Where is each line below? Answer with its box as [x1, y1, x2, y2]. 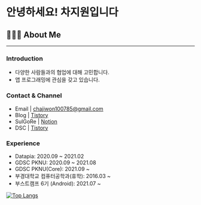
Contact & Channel [6, 91, 62, 100]
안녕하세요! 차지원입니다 [6, 5, 118, 19]
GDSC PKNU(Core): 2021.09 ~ [14, 165, 90, 172]
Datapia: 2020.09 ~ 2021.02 [14, 152, 84, 160]
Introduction [6, 54, 43, 63]
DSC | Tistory [14, 124, 48, 131]
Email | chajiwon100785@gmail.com [14, 105, 103, 112]
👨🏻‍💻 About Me [6, 29, 61, 39]
